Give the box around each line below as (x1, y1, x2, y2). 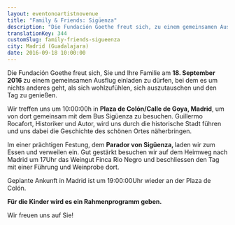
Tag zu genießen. (7, 90, 58, 99)
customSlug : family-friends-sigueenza (7, 36, 120, 43)
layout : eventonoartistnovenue (7, 10, 99, 18)
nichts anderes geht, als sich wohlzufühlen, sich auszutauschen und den (7, 83, 217, 92)
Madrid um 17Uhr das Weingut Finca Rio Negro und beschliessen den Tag (7, 155, 220, 163)
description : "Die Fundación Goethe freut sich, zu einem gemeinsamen (7, 23, 218, 30)
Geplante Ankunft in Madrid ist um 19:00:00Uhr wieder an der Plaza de (7, 176, 211, 184)
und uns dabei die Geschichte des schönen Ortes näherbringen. (7, 127, 192, 135)
